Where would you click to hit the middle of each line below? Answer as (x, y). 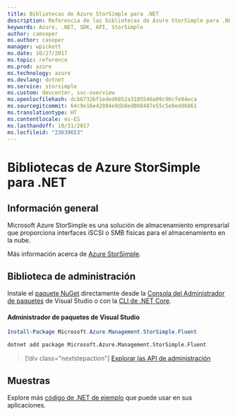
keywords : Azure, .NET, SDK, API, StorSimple (75, 27)
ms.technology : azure (39, 73)
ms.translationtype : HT (42, 112)
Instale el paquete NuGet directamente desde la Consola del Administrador (116, 294)
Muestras (29, 380)
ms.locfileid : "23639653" (45, 132)
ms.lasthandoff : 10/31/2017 (49, 126)
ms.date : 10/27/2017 (38, 54)
